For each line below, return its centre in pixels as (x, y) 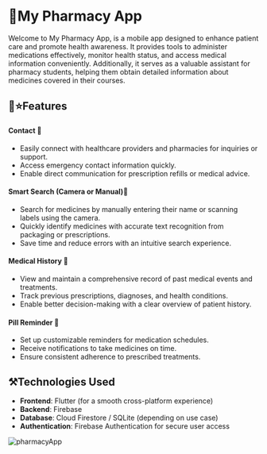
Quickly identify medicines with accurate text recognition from (122, 226)
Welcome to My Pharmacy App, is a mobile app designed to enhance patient (133, 38)
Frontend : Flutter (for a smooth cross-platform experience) (116, 401)
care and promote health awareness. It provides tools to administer (118, 46)
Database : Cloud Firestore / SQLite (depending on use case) (119, 417)
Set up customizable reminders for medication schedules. (114, 340)
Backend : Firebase (51, 409)
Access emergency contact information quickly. (98, 165)
